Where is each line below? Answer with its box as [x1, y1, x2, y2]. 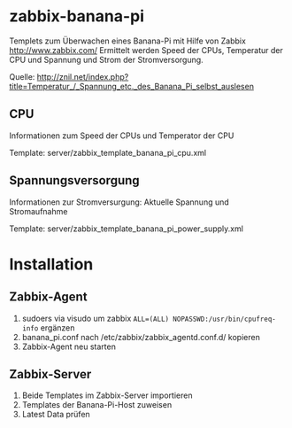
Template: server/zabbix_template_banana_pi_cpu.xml [9, 147, 206, 158]
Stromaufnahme [9, 206, 68, 216]
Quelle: [9, 71, 35, 82]
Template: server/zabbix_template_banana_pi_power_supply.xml [9, 223, 243, 234]
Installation [9, 254, 94, 274]
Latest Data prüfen [21, 409, 90, 420]
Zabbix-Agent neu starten [21, 341, 117, 352]
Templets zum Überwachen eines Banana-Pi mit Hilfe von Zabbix [9, 35, 246, 46]
